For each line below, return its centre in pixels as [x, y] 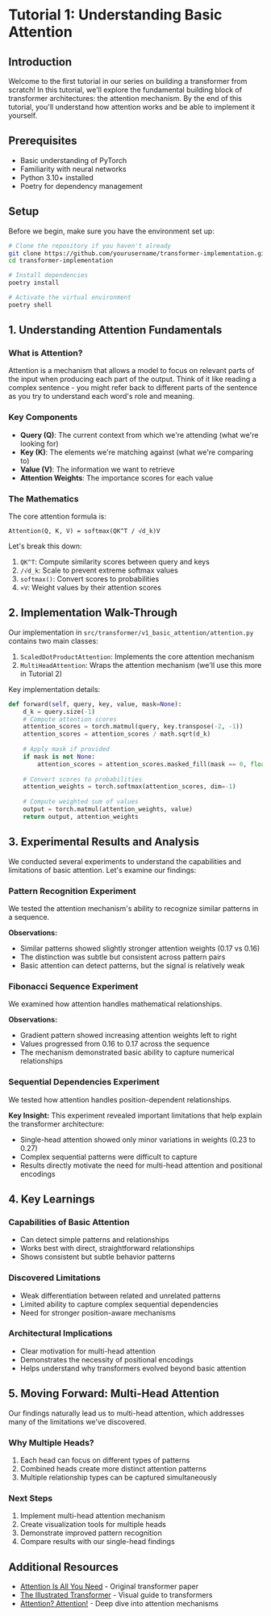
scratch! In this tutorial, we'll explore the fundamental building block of [125, 90]
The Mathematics [44, 498]
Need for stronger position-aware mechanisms [98, 1312]
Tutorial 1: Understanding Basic [115, 15]
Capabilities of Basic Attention [69, 1222]
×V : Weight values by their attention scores [90, 588]
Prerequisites [43, 141]
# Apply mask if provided [67, 749]
